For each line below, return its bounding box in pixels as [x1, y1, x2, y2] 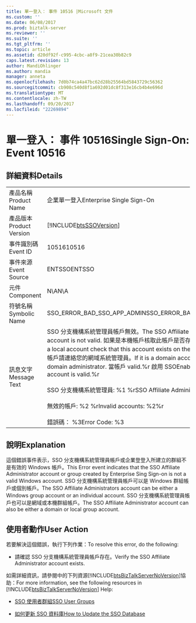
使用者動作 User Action [6, 524, 89, 534]
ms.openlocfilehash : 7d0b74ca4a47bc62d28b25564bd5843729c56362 [6, 79, 163, 85]
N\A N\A [47, 287, 69, 295]
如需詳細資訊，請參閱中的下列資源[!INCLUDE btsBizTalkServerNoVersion [6, 572, 179, 579]
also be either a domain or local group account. [6, 506, 120, 513]
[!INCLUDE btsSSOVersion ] [47, 221, 120, 230]
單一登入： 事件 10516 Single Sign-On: [6, 133, 190, 147]
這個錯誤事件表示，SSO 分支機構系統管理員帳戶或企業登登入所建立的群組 [6, 456, 182, 463]
